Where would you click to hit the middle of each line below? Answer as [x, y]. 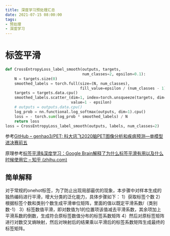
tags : [11, 19]
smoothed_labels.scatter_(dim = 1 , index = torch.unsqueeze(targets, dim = [90, 98]
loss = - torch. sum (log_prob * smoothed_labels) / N [71, 116]
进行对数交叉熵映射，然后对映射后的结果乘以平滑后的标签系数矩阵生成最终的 [85, 222]
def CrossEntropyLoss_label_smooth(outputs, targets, [63, 70]
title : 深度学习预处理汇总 [30, 10]
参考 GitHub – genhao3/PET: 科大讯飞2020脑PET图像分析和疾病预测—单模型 [84, 136]
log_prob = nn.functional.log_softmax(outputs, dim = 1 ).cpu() [80, 112]
